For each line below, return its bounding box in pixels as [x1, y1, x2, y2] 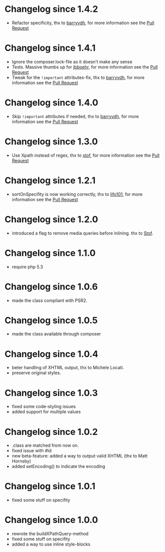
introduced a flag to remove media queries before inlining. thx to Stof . [11, 230, 154, 236]
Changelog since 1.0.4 [4, 348, 98, 359]
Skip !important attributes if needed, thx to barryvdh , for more [11, 113, 139, 119]
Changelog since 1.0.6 [4, 281, 98, 292]
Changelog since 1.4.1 [4, 42, 96, 54]
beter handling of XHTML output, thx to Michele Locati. [11, 365, 124, 371]
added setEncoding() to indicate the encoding [11, 464, 106, 469]
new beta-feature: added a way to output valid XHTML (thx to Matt [11, 453, 148, 459]
